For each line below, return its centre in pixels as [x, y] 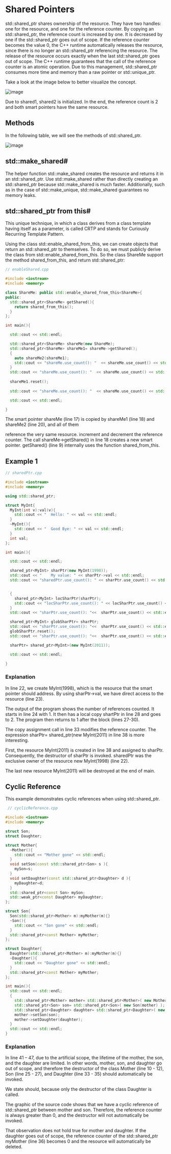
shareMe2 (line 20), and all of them [42, 425]
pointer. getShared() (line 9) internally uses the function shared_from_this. [83, 445]
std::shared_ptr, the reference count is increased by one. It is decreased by [84, 34]
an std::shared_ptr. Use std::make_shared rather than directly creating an [82, 179]
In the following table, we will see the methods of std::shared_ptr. [74, 135]
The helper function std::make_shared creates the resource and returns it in [84, 174]
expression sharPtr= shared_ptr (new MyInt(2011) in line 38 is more [75, 735]
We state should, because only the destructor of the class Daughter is [78, 1089]
